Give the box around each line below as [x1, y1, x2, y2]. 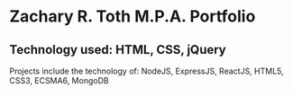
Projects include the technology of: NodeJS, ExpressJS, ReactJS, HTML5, [9, 65, 284, 76]
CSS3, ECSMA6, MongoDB [9, 75, 110, 86]
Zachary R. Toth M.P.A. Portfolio [9, 6, 256, 27]
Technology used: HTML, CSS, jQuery [9, 42, 227, 57]
